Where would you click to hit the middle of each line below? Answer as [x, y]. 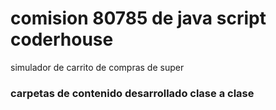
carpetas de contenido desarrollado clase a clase [132, 93]
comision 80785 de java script [138, 18]
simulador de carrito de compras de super [97, 67]
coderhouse [62, 39]
